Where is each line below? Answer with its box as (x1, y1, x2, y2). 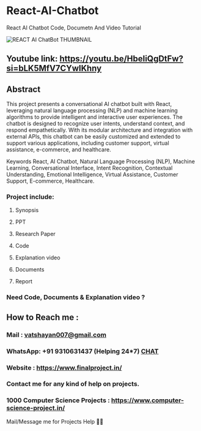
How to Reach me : (6, 312, 79, 322)
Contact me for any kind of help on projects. (6, 380, 140, 388)
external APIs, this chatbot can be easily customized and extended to (6, 133, 181, 140)
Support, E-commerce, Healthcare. (6, 177, 95, 185)
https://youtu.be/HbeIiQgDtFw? (59, 53, 184, 64)
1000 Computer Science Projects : (6, 396, 110, 405)
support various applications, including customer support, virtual (6, 139, 169, 147)
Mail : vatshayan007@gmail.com (6, 330, 107, 339)
